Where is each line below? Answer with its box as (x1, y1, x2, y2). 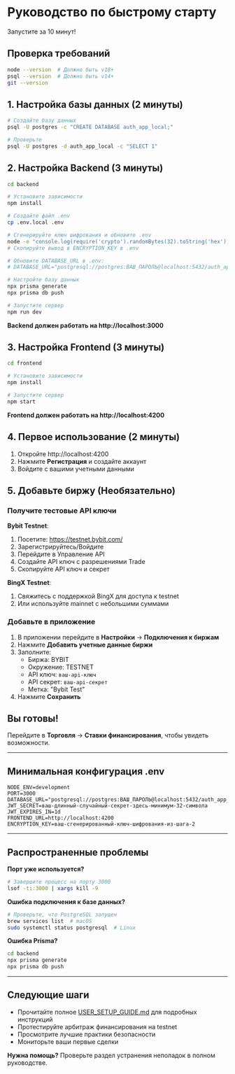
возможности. (7, 739, 50, 747)
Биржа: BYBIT (27, 655, 69, 663)
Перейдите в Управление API (17, 550, 105, 558)
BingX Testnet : (7, 579, 52, 587)
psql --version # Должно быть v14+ (7, 73, 114, 80)
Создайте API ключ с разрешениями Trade (17, 558, 145, 566)
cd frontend (7, 360, 42, 367)
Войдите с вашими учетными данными (17, 465, 135, 473)
